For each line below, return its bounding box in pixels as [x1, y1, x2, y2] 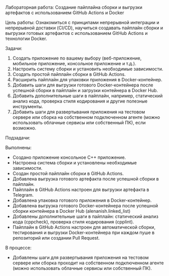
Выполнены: [5, 145, 32, 151]
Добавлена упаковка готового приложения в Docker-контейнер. [12, 197, 152, 203]
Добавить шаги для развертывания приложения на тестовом [12, 109, 145, 115]
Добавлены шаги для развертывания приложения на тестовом [12, 255, 149, 260]
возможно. [12, 125, 36, 131]
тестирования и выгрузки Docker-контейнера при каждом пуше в [12, 229, 155, 236]
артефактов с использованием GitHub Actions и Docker [5, 10, 125, 16]
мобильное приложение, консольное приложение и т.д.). [12, 61, 136, 66]
